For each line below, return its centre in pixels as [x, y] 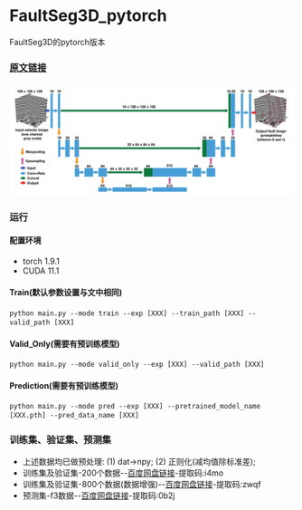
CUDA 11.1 [41, 270]
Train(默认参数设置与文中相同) [66, 293]
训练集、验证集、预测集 [60, 440]
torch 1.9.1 [41, 261]
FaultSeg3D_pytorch [88, 16]
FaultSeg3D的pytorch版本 [57, 42]
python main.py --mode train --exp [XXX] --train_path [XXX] [127, 313]
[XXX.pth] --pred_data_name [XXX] [75, 416]
